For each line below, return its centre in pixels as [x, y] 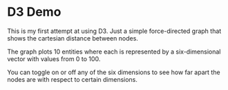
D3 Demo [34, 12]
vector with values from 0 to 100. [54, 58]
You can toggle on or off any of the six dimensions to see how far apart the [114, 72]
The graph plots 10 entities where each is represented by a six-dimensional [114, 52]
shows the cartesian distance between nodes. [73, 38]
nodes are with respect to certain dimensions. [73, 79]
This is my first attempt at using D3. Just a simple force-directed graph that [114, 31]
